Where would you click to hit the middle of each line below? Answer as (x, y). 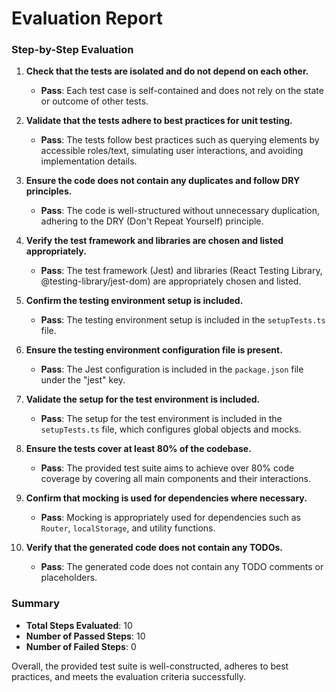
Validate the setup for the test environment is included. (143, 399)
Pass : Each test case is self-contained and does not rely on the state (182, 91)
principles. (49, 191)
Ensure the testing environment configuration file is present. (154, 350)
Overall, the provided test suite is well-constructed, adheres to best (150, 666)
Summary (36, 604)
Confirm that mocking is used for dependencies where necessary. (166, 498)
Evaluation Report (87, 18)
